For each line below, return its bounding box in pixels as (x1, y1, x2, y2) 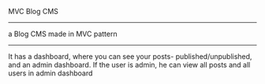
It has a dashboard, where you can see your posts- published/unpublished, (8, 52, 252, 61)
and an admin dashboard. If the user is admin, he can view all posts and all (8, 60, 251, 69)
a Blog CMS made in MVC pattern (8, 29, 118, 38)
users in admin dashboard (8, 68, 93, 78)
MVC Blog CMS (8, 7, 59, 16)
